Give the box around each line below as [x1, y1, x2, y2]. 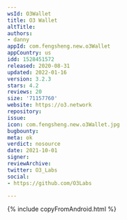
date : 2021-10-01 [7, 147, 58, 154]
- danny [7, 36, 30, 43]
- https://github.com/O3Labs [7, 179, 92, 186]
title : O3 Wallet [7, 17, 58, 24]
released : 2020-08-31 [7, 62, 70, 69]
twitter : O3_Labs [7, 166, 58, 174]
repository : [7, 108, 42, 115]
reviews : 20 [7, 88, 42, 95]
